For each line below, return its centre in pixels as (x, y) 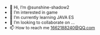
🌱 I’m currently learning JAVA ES (42, 17)
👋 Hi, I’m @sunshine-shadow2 (39, 7)
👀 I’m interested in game (33, 12)
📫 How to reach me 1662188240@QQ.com (52, 28)
